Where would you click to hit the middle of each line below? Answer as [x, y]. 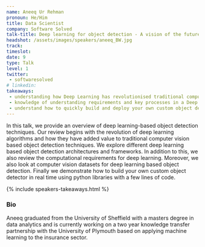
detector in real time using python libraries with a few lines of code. [91, 177]
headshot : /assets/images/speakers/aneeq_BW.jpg [69, 40]
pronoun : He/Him [27, 18]
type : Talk [20, 63]
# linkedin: [21, 86]
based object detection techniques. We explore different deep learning [95, 145]
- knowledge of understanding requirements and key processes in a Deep [103, 102]
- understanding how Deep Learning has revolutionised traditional [96, 97]
